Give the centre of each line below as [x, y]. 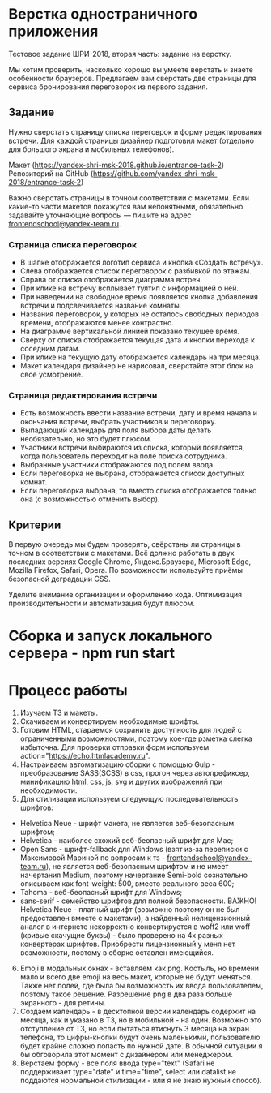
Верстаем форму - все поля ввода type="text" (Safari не [117, 1063]
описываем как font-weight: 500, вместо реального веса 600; [127, 884]
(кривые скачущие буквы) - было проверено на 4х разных [122, 936]
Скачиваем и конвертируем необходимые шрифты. [110, 721]
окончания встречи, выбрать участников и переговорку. [118, 422]
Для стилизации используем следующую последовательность [129, 799]
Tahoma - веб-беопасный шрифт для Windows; [101, 893]
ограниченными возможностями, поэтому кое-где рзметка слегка [136, 738]
